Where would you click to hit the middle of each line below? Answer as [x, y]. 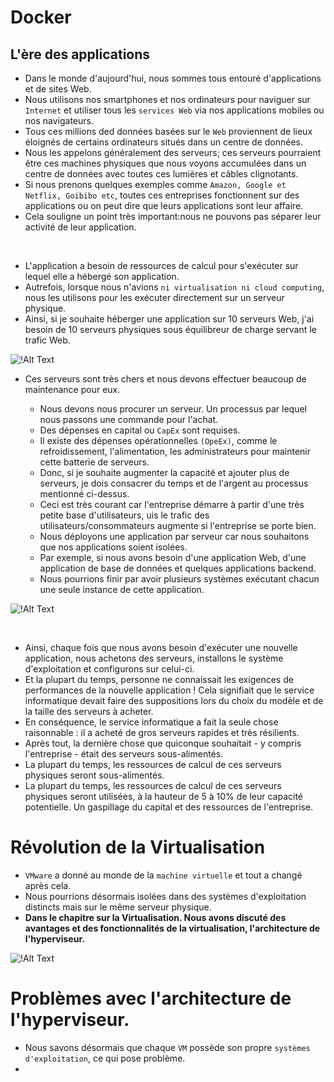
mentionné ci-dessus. [84, 494]
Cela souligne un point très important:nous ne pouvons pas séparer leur [173, 216]
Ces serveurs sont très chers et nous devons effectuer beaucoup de [165, 379]
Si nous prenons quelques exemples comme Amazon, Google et [155, 184]
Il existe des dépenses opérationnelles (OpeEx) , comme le [158, 440]
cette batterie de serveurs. [94, 462]
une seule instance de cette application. [122, 589]
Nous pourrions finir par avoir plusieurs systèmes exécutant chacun [179, 579]
